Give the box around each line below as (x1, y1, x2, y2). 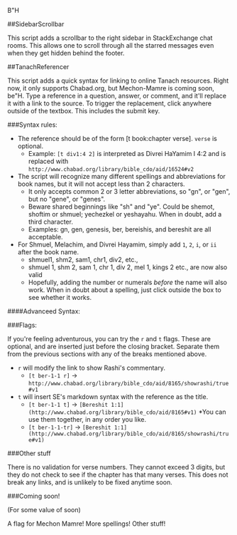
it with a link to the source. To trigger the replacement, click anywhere (7, 99, 211, 108)
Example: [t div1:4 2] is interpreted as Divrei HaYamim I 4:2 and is (28, 150, 226, 157)
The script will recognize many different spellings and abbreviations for (17, 172, 226, 180)
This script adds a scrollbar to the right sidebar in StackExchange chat (7, 33, 213, 42)
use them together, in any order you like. (28, 415, 147, 423)
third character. (28, 217, 73, 226)
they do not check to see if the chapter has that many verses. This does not (7, 470, 228, 479)
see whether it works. (28, 294, 92, 301)
